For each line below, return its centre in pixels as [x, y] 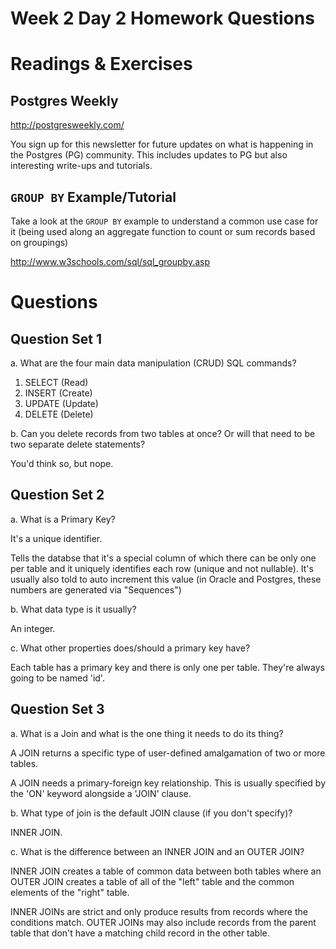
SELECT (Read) [56, 382]
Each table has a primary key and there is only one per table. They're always [167, 667]
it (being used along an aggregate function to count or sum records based [163, 231]
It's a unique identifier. [56, 538]
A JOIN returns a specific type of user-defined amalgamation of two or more [168, 753]
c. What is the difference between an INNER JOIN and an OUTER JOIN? [157, 851]
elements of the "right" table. [70, 892]
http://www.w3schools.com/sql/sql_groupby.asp [110, 261]
